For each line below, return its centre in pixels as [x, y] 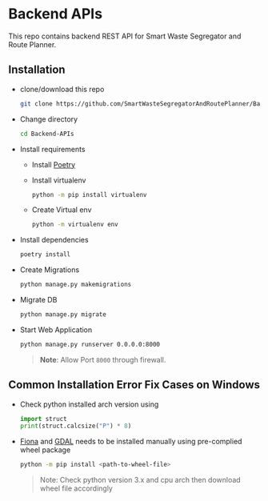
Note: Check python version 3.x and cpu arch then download [140, 480]
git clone [36, 104]
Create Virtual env [62, 210]
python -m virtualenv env [75, 225]
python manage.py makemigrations [76, 285]
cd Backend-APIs [47, 134]
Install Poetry [54, 164]
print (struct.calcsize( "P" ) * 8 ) [76, 426]
